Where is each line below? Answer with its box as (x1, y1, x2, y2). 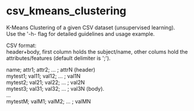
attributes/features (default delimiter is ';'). (6, 54, 111, 61)
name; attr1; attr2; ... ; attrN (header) (6, 66, 96, 73)
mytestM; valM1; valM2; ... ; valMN (6, 97, 91, 105)
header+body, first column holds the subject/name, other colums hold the (6, 48, 189, 55)
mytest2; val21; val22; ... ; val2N (6, 79, 85, 86)
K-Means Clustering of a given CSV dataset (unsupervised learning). (6, 24, 175, 31)
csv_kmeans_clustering (6, 4, 127, 18)
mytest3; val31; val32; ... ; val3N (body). (6, 85, 105, 92)
